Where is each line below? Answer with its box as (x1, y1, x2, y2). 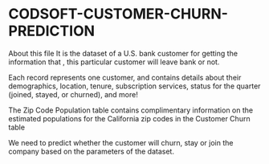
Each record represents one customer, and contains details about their (8, 72, 242, 82)
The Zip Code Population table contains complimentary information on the (8, 105, 254, 115)
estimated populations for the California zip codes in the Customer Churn (8, 113, 251, 123)
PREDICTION (8, 22, 95, 40)
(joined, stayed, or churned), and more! (8, 89, 138, 99)
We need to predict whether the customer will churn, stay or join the (8, 137, 234, 147)
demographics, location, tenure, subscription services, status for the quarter (8, 81, 261, 91)
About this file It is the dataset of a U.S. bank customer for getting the (8, 48, 238, 58)
